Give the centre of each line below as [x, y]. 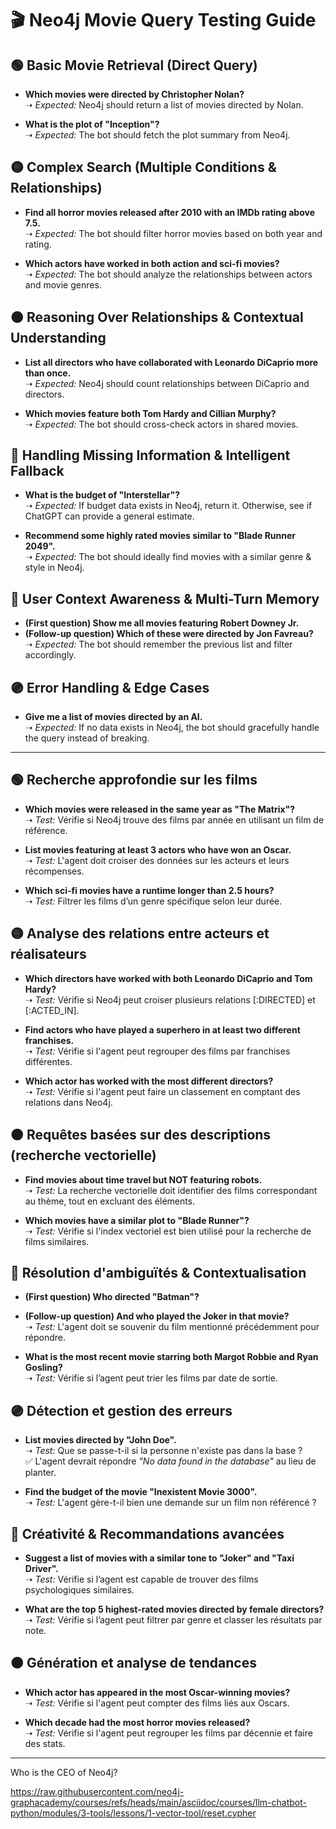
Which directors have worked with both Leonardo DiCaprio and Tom [168, 978]
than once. [48, 373]
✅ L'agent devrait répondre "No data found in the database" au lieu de [170, 1461]
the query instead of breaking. [87, 738]
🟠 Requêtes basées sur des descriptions [141, 1135]
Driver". [41, 1568]
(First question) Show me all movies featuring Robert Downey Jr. [162, 623]
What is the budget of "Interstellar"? [102, 495]
